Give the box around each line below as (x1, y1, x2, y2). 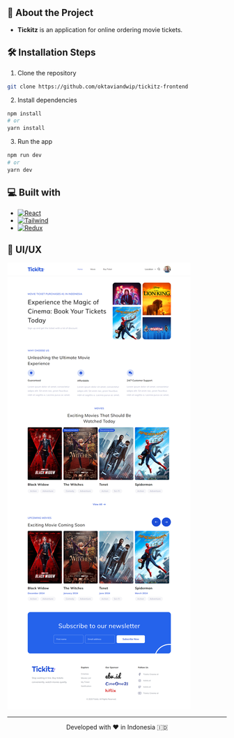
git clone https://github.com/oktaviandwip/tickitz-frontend (7, 83, 189, 90)
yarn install (7, 125, 45, 132)
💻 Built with (7, 186, 61, 199)
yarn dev (7, 166, 33, 173)
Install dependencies (17, 96, 78, 104)
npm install (7, 110, 42, 117)
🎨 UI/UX (7, 244, 42, 256)
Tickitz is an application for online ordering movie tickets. (17, 25, 183, 34)
